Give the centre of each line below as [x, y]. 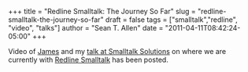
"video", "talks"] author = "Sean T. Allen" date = [86, 28]
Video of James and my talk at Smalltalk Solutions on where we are [117, 51]
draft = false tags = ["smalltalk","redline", [171, 20]
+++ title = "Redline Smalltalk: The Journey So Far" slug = [102, 11]
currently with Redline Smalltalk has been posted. [89, 59]
